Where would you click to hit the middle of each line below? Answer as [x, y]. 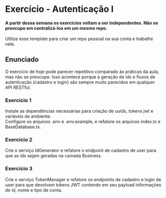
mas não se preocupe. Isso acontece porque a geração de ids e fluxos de [80, 77]
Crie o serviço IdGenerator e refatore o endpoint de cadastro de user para [81, 150]
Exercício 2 [19, 139]
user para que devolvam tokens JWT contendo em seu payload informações [83, 185]
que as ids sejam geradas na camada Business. [54, 156]
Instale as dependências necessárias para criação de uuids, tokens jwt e [79, 111]
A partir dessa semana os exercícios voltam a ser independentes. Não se [82, 23]
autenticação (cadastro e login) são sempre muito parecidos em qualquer [80, 82]
